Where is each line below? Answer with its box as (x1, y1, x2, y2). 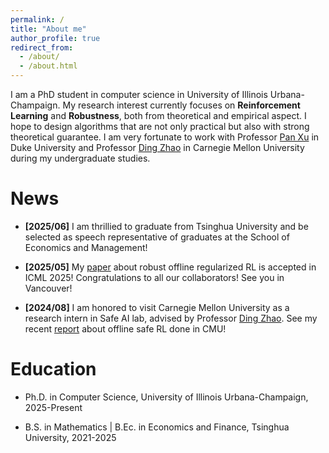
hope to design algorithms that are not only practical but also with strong (10, 121, 310, 132)
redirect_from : (10, 42, 74, 53)
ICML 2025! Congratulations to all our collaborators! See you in (24, 271, 285, 283)
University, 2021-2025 (24, 431, 117, 443)
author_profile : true (10, 33, 101, 43)
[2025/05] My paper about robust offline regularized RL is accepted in (24, 261, 317, 273)
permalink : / (10, 14, 65, 25)
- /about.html (19, 61, 78, 71)
